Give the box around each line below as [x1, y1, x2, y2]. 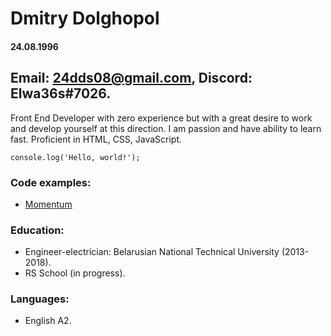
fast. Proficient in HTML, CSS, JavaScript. [10, 133, 183, 145]
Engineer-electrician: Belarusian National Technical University [24, 246, 280, 258]
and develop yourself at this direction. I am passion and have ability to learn [10, 122, 322, 134]
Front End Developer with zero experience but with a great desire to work [10, 112, 313, 124]
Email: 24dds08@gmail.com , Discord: [10, 70, 253, 87]
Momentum [24, 198, 73, 210]
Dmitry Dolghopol [10, 7, 160, 30]
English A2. [24, 315, 72, 327]
